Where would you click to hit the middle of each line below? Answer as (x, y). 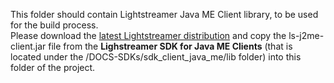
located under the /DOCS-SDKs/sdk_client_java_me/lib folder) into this (156, 57)
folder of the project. (53, 67)
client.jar (28, 46)
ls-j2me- (306, 35)
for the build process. (54, 25)
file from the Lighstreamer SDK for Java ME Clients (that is (170, 46)
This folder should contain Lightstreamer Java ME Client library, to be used (164, 14)
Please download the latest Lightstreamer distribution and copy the (148, 35)
